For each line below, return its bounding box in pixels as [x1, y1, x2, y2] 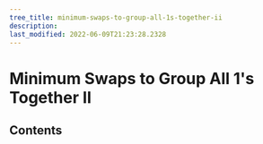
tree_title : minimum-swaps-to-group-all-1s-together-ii [9, 13, 223, 22]
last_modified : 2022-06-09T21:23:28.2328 [9, 30, 167, 38]
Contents [9, 123, 63, 138]
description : [9, 21, 58, 30]
